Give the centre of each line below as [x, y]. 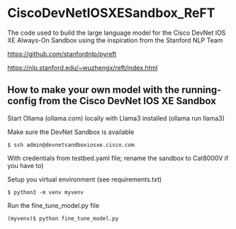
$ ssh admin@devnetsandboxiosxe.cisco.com [71, 145]
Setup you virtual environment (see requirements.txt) [85, 179]
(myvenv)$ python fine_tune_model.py [63, 218]
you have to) [26, 165]
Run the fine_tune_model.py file [54, 205]
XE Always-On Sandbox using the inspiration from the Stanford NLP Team [115, 40]
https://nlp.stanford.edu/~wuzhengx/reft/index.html [83, 67]
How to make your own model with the [94, 90]
